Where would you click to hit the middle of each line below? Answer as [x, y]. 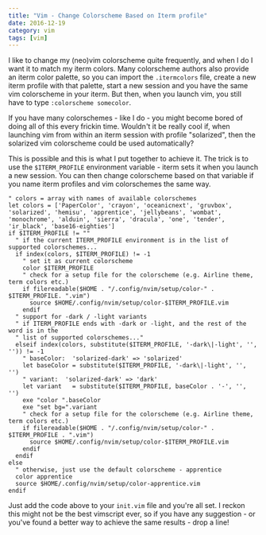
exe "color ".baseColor [62, 401]
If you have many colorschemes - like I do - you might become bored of [126, 118]
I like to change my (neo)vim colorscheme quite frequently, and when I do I [131, 60]
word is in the [33, 331]
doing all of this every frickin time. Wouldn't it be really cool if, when [119, 126]
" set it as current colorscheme [78, 262]
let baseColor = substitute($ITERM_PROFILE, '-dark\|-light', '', [135, 366]
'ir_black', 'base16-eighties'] [62, 227]
